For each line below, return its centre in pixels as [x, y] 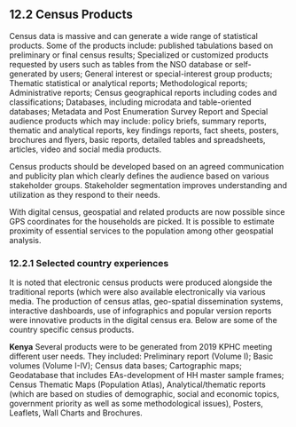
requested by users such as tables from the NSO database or [121, 64]
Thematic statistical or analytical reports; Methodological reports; [129, 83]
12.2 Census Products [71, 15]
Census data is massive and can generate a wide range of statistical [134, 36]
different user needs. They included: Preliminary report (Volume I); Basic [141, 356]
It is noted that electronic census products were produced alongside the [141, 282]
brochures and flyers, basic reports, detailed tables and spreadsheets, [137, 139]
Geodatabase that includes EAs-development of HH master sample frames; [147, 376]
